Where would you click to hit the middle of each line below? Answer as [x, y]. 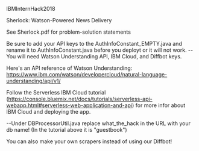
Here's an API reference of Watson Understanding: [69, 68]
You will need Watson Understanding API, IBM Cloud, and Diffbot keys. [94, 56]
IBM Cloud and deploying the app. [49, 112]
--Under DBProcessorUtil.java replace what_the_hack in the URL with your [99, 123]
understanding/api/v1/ [34, 81]
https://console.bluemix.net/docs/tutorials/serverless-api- [80, 99]
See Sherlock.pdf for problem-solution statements [69, 32]
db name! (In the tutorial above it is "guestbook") [67, 130]
